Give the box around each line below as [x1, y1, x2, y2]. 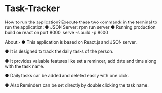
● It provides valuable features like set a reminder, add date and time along [5, 58, 157, 64]
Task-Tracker [5, 3, 60, 14]
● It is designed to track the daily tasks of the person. [5, 48, 114, 54]
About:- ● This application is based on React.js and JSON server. [5, 39, 137, 45]
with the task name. [5, 63, 45, 69]
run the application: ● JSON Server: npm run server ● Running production [5, 24, 156, 30]
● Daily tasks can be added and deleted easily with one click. [5, 72, 129, 78]
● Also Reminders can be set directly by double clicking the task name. [5, 82, 149, 88]
